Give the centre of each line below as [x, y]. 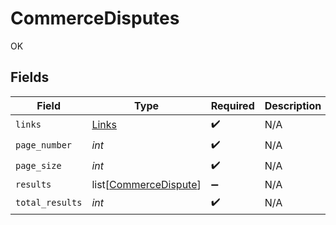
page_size [38, 166]
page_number [44, 145]
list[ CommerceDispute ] [146, 184]
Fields [30, 77]
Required [232, 105]
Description [293, 105]
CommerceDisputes [95, 18]
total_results [49, 203]
